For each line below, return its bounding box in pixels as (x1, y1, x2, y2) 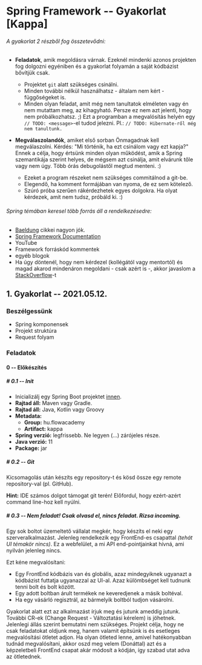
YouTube (15, 239, 37, 246)
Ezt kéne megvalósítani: (6, 558, 66, 566)
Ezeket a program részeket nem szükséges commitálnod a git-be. (24, 174, 188, 181)
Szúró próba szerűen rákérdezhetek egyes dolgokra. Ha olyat (24, 187, 178, 195)
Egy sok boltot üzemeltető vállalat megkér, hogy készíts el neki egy (6, 527, 174, 535)
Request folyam (15, 333, 54, 341)
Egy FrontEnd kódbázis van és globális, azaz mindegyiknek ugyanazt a (15, 570, 192, 577)
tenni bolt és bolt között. (15, 583, 76, 590)
